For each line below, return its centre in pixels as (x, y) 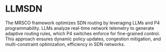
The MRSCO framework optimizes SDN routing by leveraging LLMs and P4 (82, 23)
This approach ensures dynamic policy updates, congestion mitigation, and (83, 39)
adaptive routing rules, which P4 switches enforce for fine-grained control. (82, 33)
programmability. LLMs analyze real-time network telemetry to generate (80, 28)
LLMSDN (24, 9)
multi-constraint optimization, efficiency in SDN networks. (65, 44)
